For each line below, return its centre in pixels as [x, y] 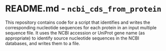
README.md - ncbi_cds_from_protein [83, 9]
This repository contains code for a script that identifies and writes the [78, 22]
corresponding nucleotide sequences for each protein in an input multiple [81, 27]
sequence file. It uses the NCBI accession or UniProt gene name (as [75, 33]
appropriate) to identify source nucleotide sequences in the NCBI [72, 38]
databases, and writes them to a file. [43, 43]
